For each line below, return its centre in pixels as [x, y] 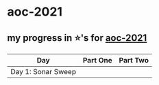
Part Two [134, 60]
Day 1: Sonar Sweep [44, 72]
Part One [97, 60]
